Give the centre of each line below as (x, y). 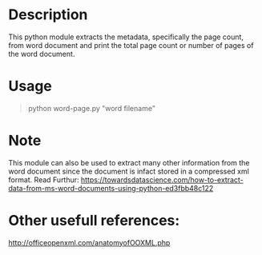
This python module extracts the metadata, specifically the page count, (126, 37)
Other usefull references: (94, 221)
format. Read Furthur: (44, 179)
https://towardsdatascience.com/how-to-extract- (162, 179)
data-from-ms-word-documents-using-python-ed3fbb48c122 (111, 188)
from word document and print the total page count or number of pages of (131, 45)
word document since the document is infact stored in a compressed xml (129, 171)
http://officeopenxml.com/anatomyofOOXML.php (89, 242)
